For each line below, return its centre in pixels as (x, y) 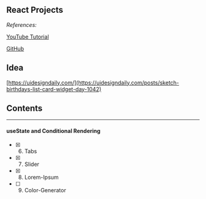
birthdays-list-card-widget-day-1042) (54, 89)
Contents (25, 109)
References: (21, 24)
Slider (32, 164)
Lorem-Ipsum (42, 177)
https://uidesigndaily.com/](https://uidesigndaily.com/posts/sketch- (94, 83)
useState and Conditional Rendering (54, 131)
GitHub (15, 48)
